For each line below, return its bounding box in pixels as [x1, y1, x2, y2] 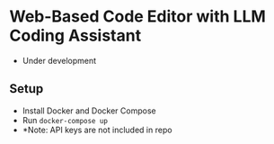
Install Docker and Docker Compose [22, 105, 156, 116]
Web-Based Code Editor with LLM [9, 6, 267, 27]
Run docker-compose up [22, 114, 108, 125]
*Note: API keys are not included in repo [22, 124, 172, 135]
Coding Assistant [9, 25, 142, 46]
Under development [22, 55, 97, 66]
